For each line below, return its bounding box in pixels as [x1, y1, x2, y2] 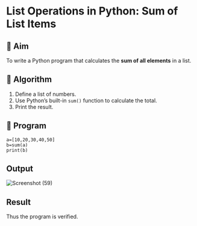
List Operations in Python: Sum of [6, 4, 178, 18]
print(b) [6, 147, 28, 153]
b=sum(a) [6, 142, 28, 148]
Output [6, 164, 33, 174]
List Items [6, 17, 57, 31]
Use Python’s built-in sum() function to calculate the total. [14, 96, 158, 104]
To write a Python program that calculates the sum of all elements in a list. [6, 57, 192, 64]
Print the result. [14, 103, 54, 110]
